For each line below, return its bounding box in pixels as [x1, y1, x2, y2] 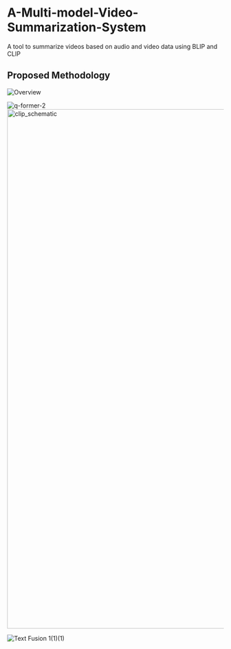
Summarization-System [7, 19, 146, 35]
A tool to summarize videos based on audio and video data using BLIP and [7, 42, 218, 50]
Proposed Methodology [7, 70, 111, 81]
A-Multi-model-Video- [7, 5, 139, 21]
